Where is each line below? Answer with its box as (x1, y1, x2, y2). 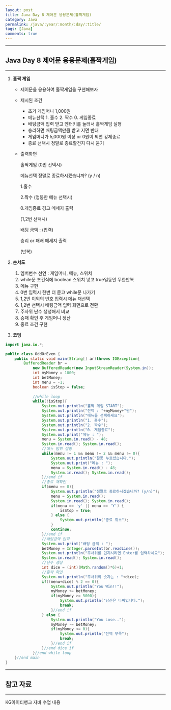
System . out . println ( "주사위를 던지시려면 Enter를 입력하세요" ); (41, 551, 165, 556)
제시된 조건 (20, 97, 42, 103)
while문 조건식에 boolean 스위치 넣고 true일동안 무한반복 (20, 276, 134, 282)
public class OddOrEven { (5, 351, 60, 356)
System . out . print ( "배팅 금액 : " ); (41, 541, 113, 546)
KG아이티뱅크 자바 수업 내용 (5, 699, 61, 705)
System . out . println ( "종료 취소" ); (60, 518, 129, 523)
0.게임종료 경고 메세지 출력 (20, 205, 74, 211)
